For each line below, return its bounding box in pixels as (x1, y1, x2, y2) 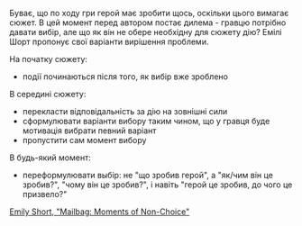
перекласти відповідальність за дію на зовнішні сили (22, 106, 228, 116)
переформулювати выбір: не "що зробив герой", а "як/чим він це (22, 170, 273, 180)
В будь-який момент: (9, 152, 92, 163)
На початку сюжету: (9, 54, 88, 64)
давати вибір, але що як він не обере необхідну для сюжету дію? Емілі (9, 27, 282, 37)
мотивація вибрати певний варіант (22, 125, 157, 136)
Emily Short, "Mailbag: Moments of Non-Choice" (9, 206, 190, 217)
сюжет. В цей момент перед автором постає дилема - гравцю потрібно (9, 17, 287, 28)
